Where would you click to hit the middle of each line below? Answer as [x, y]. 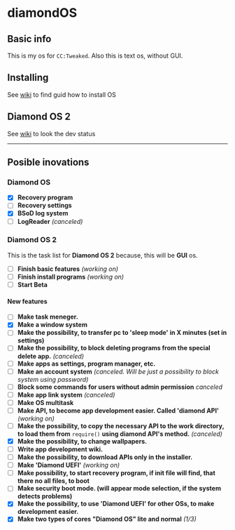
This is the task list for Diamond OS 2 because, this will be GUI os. [102, 255]
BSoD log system [43, 213]
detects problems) [45, 496]
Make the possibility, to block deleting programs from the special [114, 348]
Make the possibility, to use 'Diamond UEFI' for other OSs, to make [116, 504]
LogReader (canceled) [50, 221]
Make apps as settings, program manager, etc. [86, 364]
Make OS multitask [45, 402]
